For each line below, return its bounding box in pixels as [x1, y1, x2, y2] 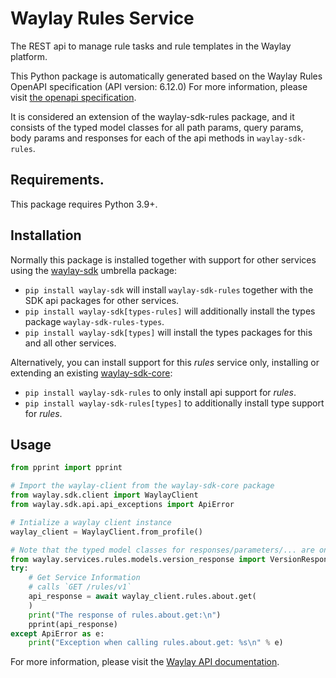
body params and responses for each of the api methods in [10, 132, 255, 144]
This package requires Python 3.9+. [10, 198, 158, 210]
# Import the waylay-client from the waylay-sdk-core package [10, 481, 275, 491]
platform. [10, 50, 48, 62]
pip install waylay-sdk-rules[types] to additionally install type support [24, 397, 325, 409]
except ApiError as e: [10, 628, 105, 639]
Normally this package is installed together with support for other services [10, 253, 317, 266]
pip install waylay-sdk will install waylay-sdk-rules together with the [24, 283, 314, 296]
